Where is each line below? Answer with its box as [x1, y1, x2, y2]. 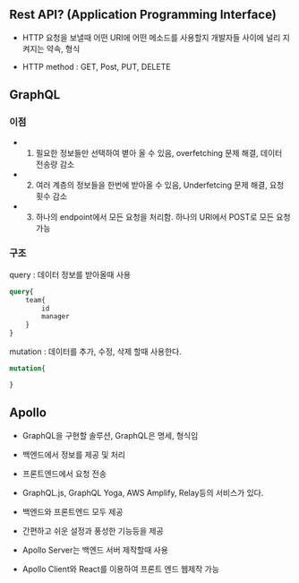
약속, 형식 [46, 43, 81, 54]
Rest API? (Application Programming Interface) [9, 7, 278, 22]
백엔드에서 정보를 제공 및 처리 [21, 448, 125, 460]
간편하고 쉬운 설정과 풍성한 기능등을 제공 [21, 525, 164, 536]
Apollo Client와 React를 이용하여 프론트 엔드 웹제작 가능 [21, 563, 219, 574]
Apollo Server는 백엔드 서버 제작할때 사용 [21, 544, 168, 555]
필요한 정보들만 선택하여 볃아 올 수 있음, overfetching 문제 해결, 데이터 [35, 147, 283, 158]
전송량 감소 [35, 159, 74, 170]
